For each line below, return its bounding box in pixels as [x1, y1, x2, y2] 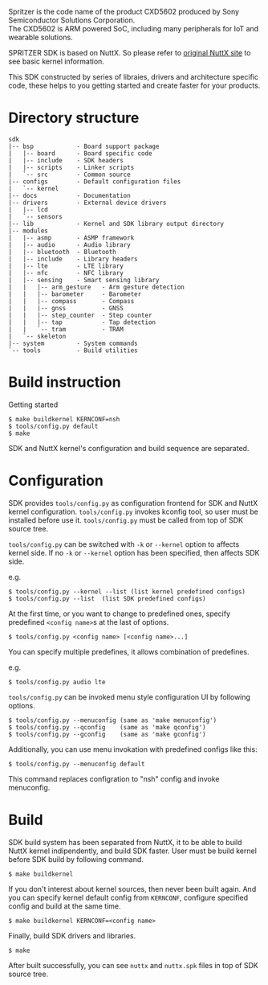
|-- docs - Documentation [8, 191, 131, 199]
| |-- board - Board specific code [8, 149, 152, 158]
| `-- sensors [8, 212, 63, 220]
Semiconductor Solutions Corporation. [8, 15, 136, 25]
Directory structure [8, 109, 140, 127]
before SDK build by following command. [8, 854, 144, 864]
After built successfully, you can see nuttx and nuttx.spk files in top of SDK [8, 960, 258, 970]
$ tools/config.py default [8, 422, 99, 430]
